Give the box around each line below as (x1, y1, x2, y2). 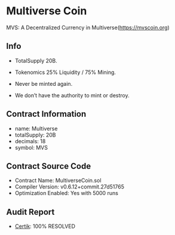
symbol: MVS (14, 144, 48, 151)
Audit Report (6, 207, 55, 217)
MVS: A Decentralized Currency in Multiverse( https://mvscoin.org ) (6, 24, 170, 31)
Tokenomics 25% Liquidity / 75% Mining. (14, 69, 116, 76)
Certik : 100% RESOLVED (14, 222, 76, 230)
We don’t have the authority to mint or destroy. (14, 91, 130, 99)
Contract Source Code (6, 161, 91, 171)
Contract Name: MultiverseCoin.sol (14, 177, 102, 184)
